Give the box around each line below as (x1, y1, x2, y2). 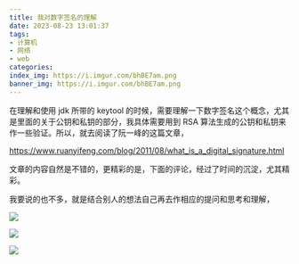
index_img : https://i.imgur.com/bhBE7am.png (9, 71, 177, 80)
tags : (9, 29, 29, 38)
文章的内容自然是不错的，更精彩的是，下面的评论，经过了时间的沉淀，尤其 (9, 163, 282, 174)
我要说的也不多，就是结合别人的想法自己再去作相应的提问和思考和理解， (9, 194, 274, 204)
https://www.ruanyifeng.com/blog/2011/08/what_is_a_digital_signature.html (9, 144, 285, 156)
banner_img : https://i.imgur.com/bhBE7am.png (9, 79, 181, 88)
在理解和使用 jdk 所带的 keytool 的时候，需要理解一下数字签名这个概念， (9, 104, 274, 116)
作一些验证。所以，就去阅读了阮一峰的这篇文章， (9, 127, 189, 138)
